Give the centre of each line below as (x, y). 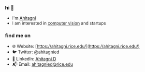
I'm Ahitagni (24, 18)
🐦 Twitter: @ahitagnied (36, 52)
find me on (18, 36)
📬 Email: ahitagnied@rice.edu (43, 64)
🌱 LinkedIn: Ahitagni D (34, 59)
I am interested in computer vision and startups (59, 23)
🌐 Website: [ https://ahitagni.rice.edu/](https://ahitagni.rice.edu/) (76, 46)
